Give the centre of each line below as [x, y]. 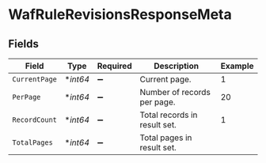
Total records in [169, 115]
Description [177, 66]
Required [114, 66]
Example [237, 66]
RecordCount [35, 120]
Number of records [175, 92]
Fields [24, 44]
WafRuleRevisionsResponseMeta [120, 15]
